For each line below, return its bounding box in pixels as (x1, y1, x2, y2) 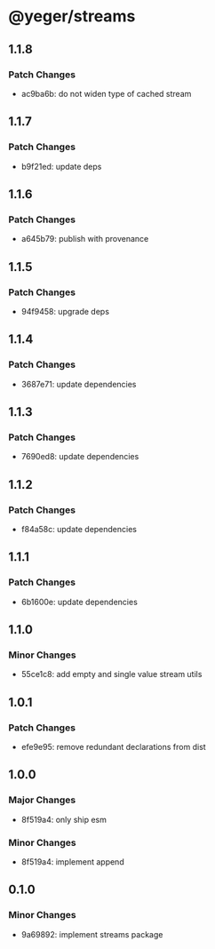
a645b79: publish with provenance (20, 234, 149, 244)
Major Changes (8, 793, 76, 806)
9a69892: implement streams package (20, 929, 163, 939)
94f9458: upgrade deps (20, 306, 110, 316)
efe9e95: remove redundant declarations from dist (20, 742, 206, 753)
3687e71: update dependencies (20, 379, 137, 389)
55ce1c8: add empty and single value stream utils (20, 669, 203, 680)
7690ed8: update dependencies (20, 451, 139, 462)
